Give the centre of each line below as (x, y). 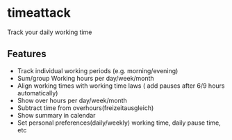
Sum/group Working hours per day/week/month (85, 78)
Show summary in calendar (56, 115)
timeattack (39, 13)
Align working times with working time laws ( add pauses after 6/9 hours (121, 86)
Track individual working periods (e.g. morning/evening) (98, 70)
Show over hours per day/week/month (72, 100)
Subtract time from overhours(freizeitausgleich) (85, 108)
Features (27, 54)
